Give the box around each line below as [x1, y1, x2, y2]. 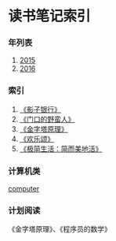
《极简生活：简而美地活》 [19, 143, 103, 154]
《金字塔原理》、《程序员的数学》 [8, 224, 111, 234]
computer [8, 184, 40, 194]
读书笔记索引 [8, 7, 92, 25]
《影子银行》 [19, 104, 61, 114]
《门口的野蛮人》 [19, 114, 75, 124]
